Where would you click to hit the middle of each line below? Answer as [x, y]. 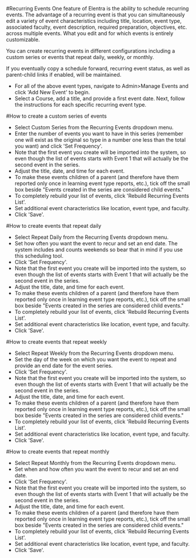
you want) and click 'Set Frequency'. [59, 146]
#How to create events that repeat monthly [58, 451]
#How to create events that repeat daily [54, 226]
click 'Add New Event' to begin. [52, 92]
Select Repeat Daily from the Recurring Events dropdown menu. [92, 237]
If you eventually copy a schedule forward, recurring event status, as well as [98, 69]
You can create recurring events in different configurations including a [91, 51]
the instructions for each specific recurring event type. [80, 105]
